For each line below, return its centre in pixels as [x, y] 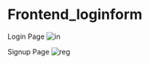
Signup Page [28, 51]
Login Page [26, 36]
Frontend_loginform [75, 15]
